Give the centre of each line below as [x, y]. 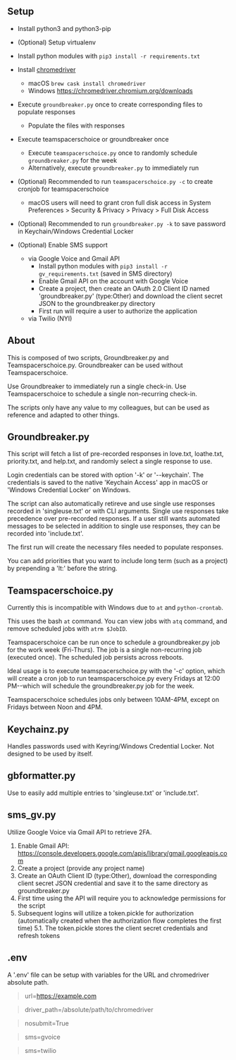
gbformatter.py [42, 776]
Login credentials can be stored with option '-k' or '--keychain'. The [106, 475]
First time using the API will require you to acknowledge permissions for [122, 898]
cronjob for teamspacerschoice [63, 189]
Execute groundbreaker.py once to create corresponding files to [110, 104]
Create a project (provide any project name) [81, 868]
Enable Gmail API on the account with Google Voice [113, 281]
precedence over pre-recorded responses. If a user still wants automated [114, 519]
